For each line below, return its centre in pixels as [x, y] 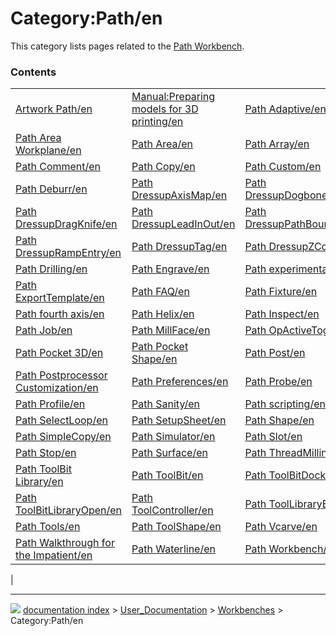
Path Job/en [44, 330]
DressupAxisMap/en [179, 195]
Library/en [39, 482]
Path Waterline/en [173, 549]
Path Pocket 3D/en [59, 353]
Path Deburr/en [51, 189]
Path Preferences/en [180, 382]
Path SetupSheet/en [179, 420]
